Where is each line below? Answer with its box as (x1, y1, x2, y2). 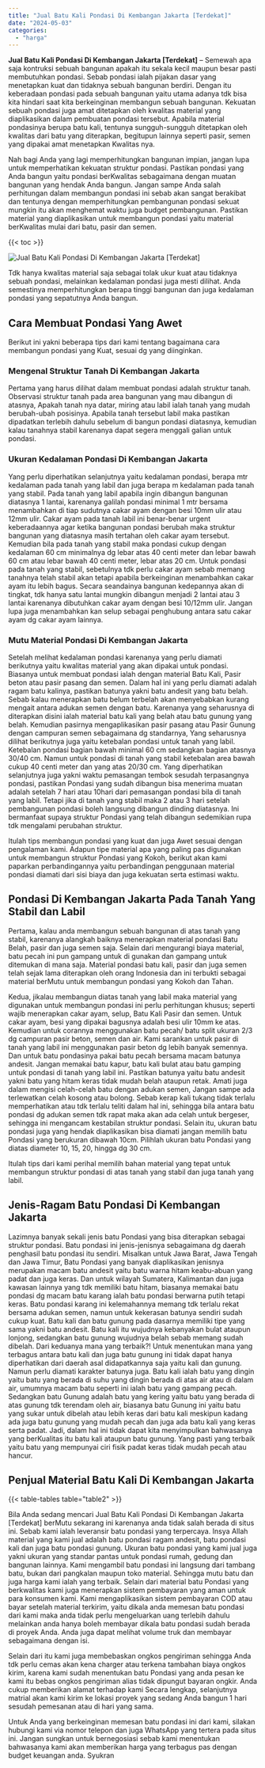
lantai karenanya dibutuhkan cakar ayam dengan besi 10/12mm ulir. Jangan (8, 598, 253, 607)
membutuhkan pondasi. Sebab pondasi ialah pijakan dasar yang (8, 72, 217, 82)
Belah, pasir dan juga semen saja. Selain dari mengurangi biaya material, (8, 943, 244, 952)
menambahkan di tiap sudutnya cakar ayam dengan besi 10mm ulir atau (8, 505, 242, 515)
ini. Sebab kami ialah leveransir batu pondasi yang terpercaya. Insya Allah (8, 1527, 248, 1536)
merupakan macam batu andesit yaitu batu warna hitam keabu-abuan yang (8, 1265, 253, 1275)
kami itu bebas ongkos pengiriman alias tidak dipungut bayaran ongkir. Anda (8, 1676, 258, 1686)
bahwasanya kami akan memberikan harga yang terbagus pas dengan (8, 1743, 237, 1752)
